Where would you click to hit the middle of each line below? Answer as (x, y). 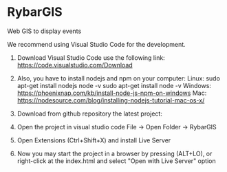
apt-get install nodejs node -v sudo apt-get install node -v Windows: (114, 85)
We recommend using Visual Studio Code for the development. (96, 44)
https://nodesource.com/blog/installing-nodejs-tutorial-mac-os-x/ (111, 100)
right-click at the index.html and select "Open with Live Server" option (116, 161)
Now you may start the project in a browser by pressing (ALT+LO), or (115, 153)
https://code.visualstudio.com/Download (75, 65)
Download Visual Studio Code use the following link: (91, 57)
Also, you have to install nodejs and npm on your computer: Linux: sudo (118, 78)
